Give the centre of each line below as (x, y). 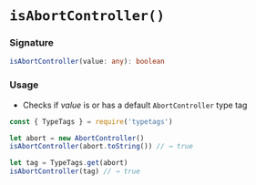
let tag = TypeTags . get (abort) (69, 163)
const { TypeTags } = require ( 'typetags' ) (91, 121)
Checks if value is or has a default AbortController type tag (135, 105)
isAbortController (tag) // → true (75, 171)
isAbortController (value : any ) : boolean (87, 62)
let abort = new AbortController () (77, 138)
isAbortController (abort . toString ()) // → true (102, 147)
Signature (32, 43)
